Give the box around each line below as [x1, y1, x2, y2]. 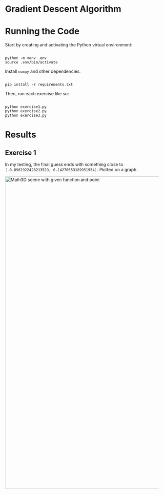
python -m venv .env [5, 56, 47, 61]
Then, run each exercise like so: [5, 91, 69, 97]
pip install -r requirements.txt [5, 82, 73, 87]
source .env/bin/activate [5, 60, 58, 65]
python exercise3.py [5, 113, 47, 118]
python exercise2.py [5, 109, 47, 114]
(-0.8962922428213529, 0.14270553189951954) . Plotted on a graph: [5, 167, 138, 173]
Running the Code [5, 26, 80, 37]
